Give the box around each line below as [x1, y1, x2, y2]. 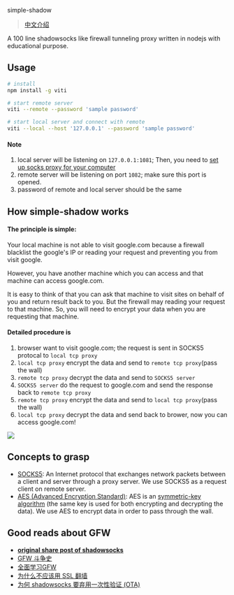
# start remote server [7, 99, 73, 107]
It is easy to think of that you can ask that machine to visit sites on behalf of [7, 290, 225, 298]
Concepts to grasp [7, 451, 89, 463]
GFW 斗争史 [17, 554, 52, 562]
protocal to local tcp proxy [17, 351, 98, 360]
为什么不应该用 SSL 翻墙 [17, 571, 88, 580]
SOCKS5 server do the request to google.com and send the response [17, 381, 214, 390]
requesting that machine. [7, 312, 79, 321]
